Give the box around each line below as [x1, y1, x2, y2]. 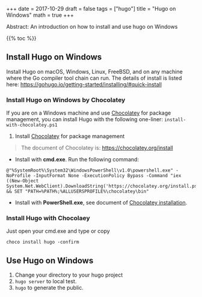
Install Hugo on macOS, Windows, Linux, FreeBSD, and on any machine [6, 68, 183, 75]
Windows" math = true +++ [6, 11, 74, 19]
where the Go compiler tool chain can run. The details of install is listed [6, 74, 182, 82]
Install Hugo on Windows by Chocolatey [6, 95, 126, 104]
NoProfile [6, 173, 31, 179]
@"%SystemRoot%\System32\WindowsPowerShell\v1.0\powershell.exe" [6, 167, 173, 173]
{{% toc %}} [6, 35, 37, 41]
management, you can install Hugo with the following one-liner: [6, 116, 164, 123]
